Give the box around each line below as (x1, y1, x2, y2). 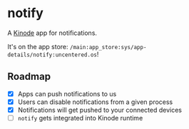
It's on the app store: (7, 42, 69, 51)
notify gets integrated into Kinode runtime (17, 113, 143, 122)
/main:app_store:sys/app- (69, 43, 147, 51)
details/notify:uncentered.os (7, 51, 98, 58)
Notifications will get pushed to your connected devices (17, 105, 182, 114)
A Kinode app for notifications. (7, 29, 98, 37)
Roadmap (7, 71, 51, 83)
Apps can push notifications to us (17, 89, 117, 98)
